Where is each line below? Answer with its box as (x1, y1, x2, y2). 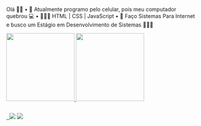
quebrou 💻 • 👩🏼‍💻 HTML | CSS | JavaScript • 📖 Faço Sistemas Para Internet (6, 13, 196, 19)
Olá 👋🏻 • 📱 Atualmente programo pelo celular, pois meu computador (6, 6, 177, 13)
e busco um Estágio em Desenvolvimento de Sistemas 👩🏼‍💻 (6, 21, 154, 28)
